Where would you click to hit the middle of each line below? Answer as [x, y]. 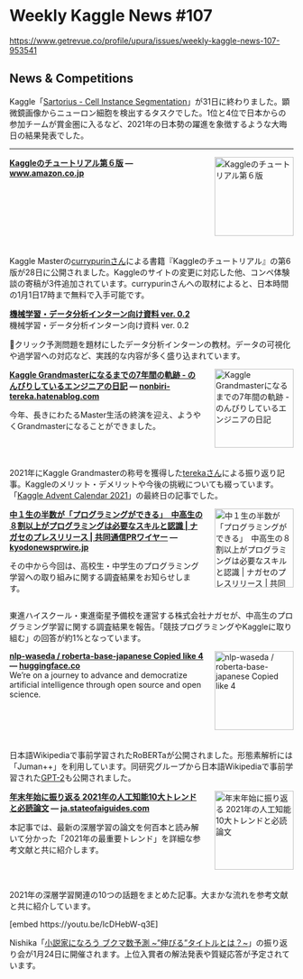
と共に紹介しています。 [53, 906]
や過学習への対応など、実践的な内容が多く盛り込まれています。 [127, 355]
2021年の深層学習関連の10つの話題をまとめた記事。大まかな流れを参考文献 [149, 894]
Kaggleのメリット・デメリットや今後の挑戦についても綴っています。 [151, 484]
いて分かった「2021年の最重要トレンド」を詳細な [101, 838]
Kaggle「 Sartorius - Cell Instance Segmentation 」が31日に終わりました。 [146, 101]
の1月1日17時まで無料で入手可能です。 [79, 295]
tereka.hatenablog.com [55, 396]
